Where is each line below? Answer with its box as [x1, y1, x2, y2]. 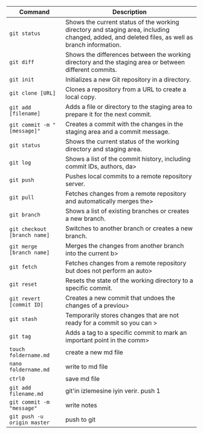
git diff [9, 59, 34, 65]
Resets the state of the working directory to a [65, 276, 193, 285]
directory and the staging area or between [65, 58, 185, 66]
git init [9, 76, 34, 83]
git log [9, 160, 31, 166]
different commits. [65, 66, 117, 74]
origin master [9, 419, 50, 426]
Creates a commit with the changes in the [65, 120, 183, 128]
